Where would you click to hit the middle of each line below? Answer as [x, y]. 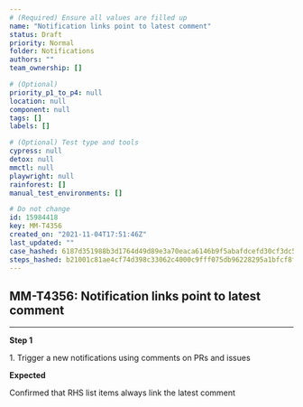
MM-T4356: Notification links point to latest [135, 296]
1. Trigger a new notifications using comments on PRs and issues [130, 358]
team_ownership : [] [46, 69]
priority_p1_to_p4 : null [56, 92]
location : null [38, 101]
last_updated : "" [42, 243]
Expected [28, 375]
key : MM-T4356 [36, 227]
